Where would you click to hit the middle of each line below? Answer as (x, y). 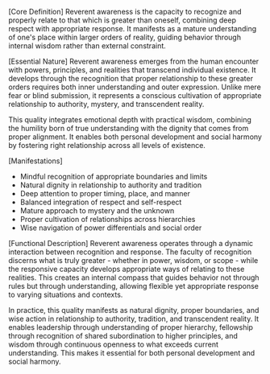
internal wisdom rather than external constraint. (87, 46)
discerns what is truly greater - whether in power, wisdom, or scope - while (133, 260)
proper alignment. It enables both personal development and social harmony (135, 137)
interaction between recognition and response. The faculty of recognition (130, 252)
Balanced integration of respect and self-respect (101, 202)
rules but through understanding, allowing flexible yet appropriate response (134, 286)
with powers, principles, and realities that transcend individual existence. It (132, 70)
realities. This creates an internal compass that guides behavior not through (134, 277)
